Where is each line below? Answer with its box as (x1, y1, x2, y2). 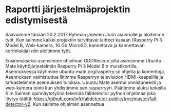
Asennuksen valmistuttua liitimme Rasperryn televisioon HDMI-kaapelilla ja (5, 74, 163, 80)
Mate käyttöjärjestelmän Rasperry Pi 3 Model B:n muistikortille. (5, 63, 138, 69)
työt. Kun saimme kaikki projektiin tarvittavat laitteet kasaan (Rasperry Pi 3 (5, 37, 162, 43)
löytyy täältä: (5, 96, 33, 102)
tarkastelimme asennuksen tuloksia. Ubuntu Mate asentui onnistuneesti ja (5, 79, 161, 85)
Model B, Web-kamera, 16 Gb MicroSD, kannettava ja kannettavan (5, 42, 145, 48)
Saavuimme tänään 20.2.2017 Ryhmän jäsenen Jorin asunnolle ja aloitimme (5, 31, 164, 37)
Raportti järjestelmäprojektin (5, 4, 130, 15)
